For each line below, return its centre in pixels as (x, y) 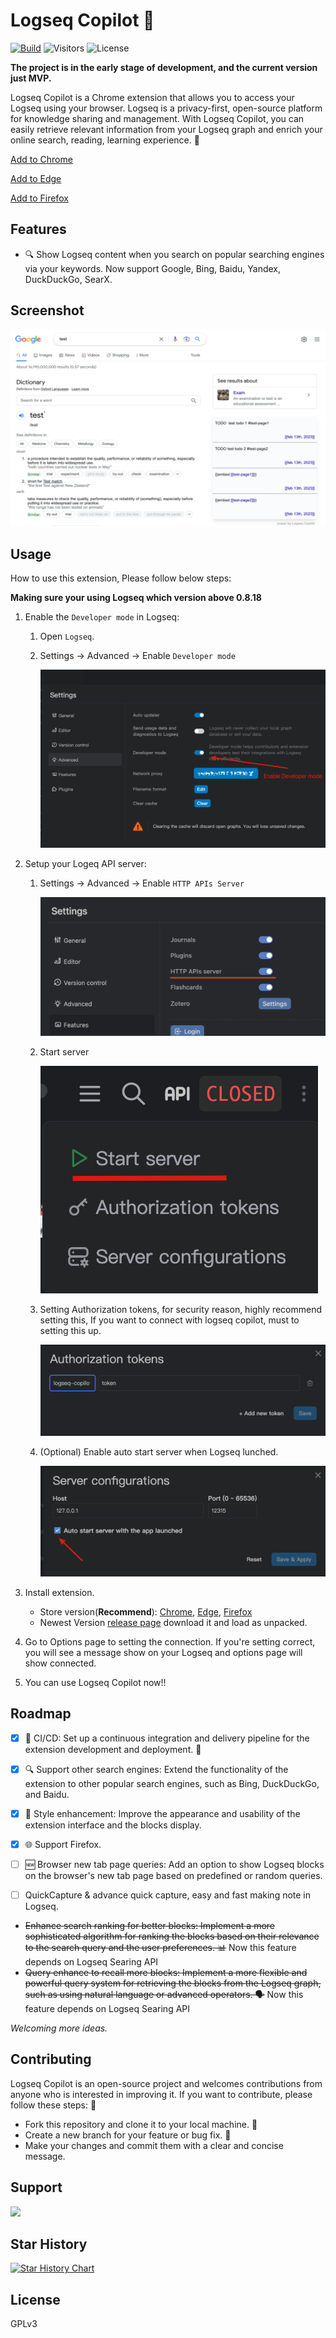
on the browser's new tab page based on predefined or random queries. (173, 1875)
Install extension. (59, 1592)
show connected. (60, 1663)
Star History (49, 2244)
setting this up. (70, 1331)
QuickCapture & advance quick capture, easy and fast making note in (168, 1895)
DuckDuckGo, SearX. (68, 279)
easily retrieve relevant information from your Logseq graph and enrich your (166, 129)
